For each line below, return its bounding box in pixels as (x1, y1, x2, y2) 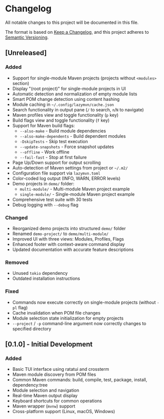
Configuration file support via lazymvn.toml (12, 170, 101, 176)
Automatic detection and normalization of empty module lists (12, 90, 138, 97)
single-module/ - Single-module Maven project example (19, 191, 135, 197)
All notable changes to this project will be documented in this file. (5, 19, 139, 25)
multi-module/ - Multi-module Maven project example (19, 186, 130, 192)
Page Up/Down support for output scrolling (12, 160, 101, 166)
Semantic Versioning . (5, 34, 49, 40)
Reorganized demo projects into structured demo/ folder (12, 225, 126, 231)
